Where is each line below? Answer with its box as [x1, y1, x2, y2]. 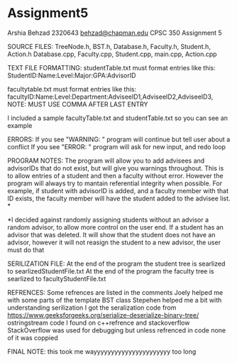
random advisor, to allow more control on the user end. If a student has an [7, 222, 224, 232]
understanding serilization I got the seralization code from [7, 303, 177, 312]
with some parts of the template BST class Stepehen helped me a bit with [7, 296, 222, 304]
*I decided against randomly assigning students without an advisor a [7, 215, 209, 224]
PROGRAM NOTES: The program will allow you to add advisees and [7, 156, 205, 165]
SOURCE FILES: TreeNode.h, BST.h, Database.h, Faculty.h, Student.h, [7, 42, 211, 50]
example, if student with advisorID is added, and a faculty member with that [7, 186, 229, 195]
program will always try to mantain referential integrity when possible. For [7, 179, 222, 188]
